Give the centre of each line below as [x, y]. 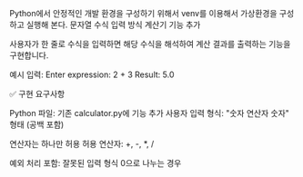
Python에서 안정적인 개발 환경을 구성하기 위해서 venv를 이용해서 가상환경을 [143, 13]
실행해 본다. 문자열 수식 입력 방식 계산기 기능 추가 [113, 25]
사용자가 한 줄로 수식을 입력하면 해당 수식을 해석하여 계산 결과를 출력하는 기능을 [150, 44]
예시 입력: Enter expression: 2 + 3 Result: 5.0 [92, 74]
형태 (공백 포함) [37, 124]
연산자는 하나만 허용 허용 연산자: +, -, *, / [82, 144]
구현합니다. [29, 55]
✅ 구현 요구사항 [37, 94]
